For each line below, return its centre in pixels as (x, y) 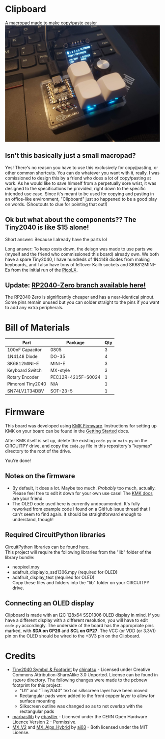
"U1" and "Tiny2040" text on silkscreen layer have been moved (83, 691)
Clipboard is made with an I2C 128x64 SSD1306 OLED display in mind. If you (82, 615)
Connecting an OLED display (50, 603)
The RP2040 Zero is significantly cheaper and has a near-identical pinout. (80, 297)
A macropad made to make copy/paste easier (51, 23)
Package (75, 342)
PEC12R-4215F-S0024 (75, 377)
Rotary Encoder (23, 377)
